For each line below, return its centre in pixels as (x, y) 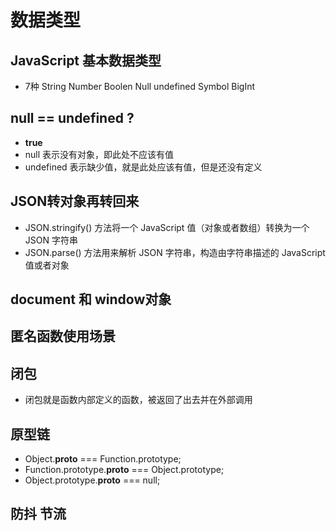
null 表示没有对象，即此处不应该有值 (99, 154)
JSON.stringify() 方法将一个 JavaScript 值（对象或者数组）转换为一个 (167, 227)
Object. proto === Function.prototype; (103, 459)
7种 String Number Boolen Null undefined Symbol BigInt (140, 86)
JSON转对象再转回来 (75, 201)
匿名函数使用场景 (63, 336)
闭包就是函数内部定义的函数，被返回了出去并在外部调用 (138, 400)
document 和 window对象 (91, 299)
